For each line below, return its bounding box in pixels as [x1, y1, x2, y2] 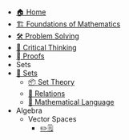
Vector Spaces [27, 114, 77, 123]
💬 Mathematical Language [27, 98, 115, 106]
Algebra [15, 106, 42, 115]
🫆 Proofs [15, 51, 45, 61]
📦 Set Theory [27, 78, 75, 86]
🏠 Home [15, 7, 46, 17]
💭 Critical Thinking [15, 43, 78, 52]
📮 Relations [27, 89, 66, 98]
